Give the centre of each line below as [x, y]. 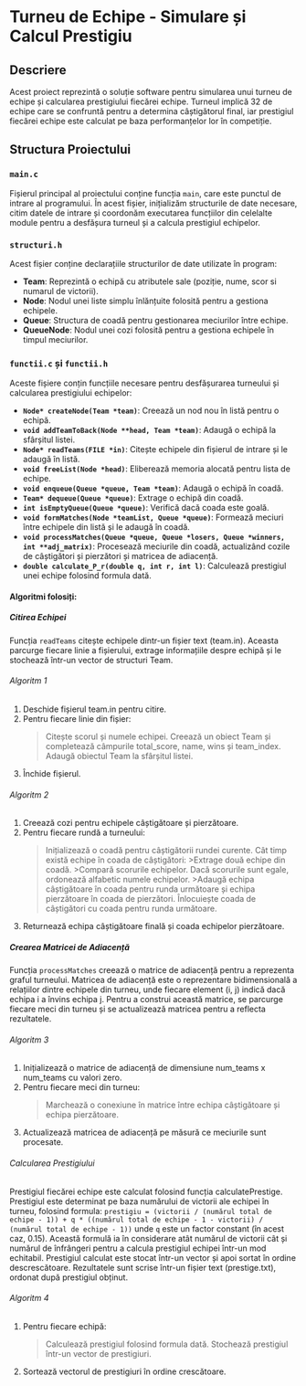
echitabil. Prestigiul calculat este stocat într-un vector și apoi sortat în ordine [153, 1257]
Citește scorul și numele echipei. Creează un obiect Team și [158, 736]
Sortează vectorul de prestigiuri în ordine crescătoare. [124, 1371]
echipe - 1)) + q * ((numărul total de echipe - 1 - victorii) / [136, 1220]
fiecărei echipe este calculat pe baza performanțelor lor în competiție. [141, 121]
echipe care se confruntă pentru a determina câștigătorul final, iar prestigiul [152, 111]
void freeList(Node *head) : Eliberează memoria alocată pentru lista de [156, 469]
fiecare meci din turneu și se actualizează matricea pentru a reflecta [138, 1009]
